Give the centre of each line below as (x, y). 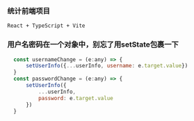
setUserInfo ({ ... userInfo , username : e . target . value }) (107, 66)
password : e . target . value (75, 98)
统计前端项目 (29, 10)
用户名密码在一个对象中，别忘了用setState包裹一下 (93, 45)
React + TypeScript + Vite (46, 26)
